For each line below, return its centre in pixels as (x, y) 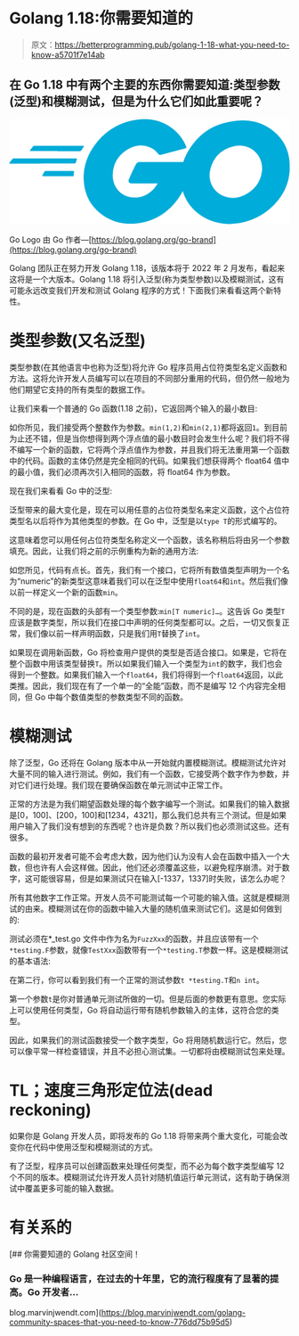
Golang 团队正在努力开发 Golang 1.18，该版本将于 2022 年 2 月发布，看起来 (147, 267)
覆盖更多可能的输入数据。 (71, 1188)
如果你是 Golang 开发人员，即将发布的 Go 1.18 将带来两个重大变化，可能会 (145, 1135)
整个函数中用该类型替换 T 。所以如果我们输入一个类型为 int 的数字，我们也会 (146, 663)
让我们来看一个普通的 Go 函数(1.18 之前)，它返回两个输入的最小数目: (133, 408)
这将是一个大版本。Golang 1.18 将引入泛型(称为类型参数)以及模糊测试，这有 (147, 279)
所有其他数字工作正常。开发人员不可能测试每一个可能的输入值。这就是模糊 (145, 897)
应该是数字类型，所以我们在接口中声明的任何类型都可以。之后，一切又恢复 (145, 622)
